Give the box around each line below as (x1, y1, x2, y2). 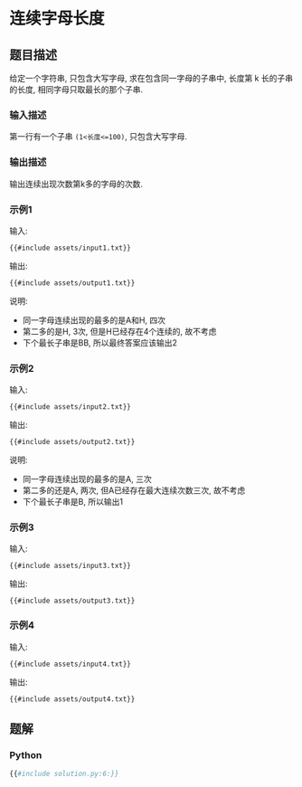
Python (9, 749, 42, 762)
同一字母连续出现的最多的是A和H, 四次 (22, 314, 165, 326)
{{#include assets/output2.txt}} (9, 438, 136, 447)
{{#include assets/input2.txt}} (9, 403, 131, 412)
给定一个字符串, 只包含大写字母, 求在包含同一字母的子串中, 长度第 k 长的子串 (9, 73, 294, 83)
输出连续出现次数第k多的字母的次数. (9, 178, 143, 189)
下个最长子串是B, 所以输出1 (22, 497, 124, 507)
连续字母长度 (9, 8, 106, 29)
